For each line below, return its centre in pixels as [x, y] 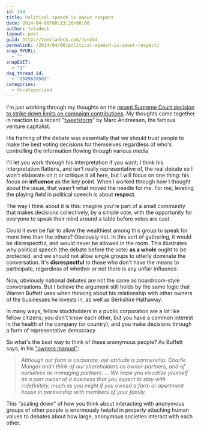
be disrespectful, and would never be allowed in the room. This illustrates [97, 243]
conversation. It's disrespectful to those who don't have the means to [93, 262]
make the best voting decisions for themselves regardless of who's [89, 144]
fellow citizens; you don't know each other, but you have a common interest [100, 317]
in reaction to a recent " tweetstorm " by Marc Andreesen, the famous [91, 120]
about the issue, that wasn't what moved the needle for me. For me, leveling [100, 188]
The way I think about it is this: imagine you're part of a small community [96, 206]
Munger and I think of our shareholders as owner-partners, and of [103, 366]
